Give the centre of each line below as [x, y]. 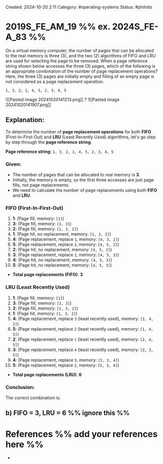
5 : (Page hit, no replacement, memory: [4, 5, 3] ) [62, 265]
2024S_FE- [135, 27]
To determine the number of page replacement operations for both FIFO [78, 131]
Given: [13, 164]
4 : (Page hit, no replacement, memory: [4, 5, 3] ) [62, 260]
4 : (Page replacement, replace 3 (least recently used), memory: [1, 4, [83, 318]
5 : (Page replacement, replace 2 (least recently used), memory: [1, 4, [83, 329]
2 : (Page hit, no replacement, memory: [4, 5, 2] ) [62, 250]
